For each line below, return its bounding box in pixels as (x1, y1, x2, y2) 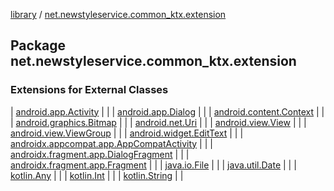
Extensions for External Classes (10, 83, 169, 97)
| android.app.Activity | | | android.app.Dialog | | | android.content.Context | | (10, 105, 325, 118)
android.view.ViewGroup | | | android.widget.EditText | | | (10, 127, 244, 139)
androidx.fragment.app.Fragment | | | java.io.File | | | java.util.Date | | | (10, 159, 297, 171)
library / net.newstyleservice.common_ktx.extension (10, 9, 227, 20)
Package (10, 37, 67, 54)
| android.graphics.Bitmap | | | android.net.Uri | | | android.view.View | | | (10, 116, 307, 128)
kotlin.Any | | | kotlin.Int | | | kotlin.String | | (10, 169, 184, 181)
